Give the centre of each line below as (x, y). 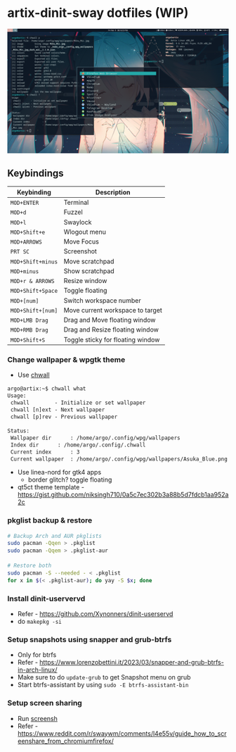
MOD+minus (25, 271)
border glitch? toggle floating (70, 480)
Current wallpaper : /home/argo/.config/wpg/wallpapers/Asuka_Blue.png (119, 459)
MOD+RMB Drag (29, 330)
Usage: (17, 396)
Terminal (76, 202)
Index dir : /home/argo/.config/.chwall (78, 445)
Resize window (85, 281)
